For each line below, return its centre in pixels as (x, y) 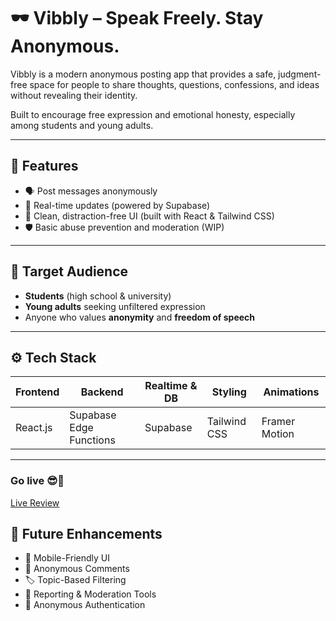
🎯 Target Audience (69, 271)
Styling (229, 392)
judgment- (300, 74)
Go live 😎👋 (37, 481)
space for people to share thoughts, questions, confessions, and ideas (174, 84)
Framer (278, 422)
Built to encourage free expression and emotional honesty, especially (153, 114)
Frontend (37, 392)
